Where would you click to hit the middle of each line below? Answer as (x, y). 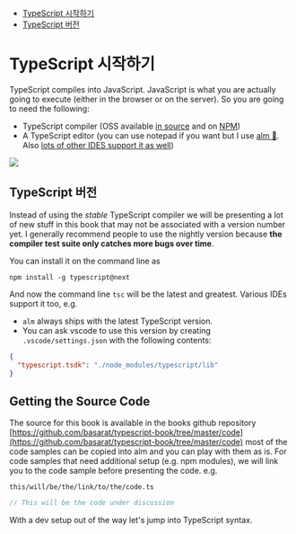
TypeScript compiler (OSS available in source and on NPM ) (131, 126)
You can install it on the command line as (85, 261)
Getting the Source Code (80, 401)
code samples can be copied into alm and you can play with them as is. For (148, 451)
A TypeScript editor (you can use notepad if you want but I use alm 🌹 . (151, 135)
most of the (266, 442)
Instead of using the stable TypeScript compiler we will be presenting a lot (147, 215)
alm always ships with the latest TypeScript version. (118, 321)
